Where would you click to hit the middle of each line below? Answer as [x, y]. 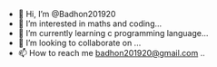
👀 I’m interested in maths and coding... [90, 24]
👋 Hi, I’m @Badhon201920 [67, 14]
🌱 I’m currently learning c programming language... [113, 33]
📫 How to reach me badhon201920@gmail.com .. [112, 53]
